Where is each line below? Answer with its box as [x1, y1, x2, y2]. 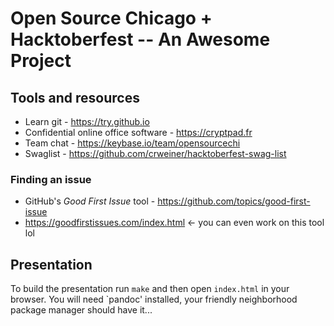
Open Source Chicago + [10, 7, 213, 30]
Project [10, 50, 72, 72]
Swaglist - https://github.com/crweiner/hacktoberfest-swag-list [24, 148, 287, 159]
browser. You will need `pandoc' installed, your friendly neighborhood [10, 293, 298, 306]
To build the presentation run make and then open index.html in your [10, 283, 290, 295]
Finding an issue [10, 172, 92, 186]
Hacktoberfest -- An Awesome [10, 28, 271, 51]
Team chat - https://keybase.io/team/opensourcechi [24, 137, 241, 149]
